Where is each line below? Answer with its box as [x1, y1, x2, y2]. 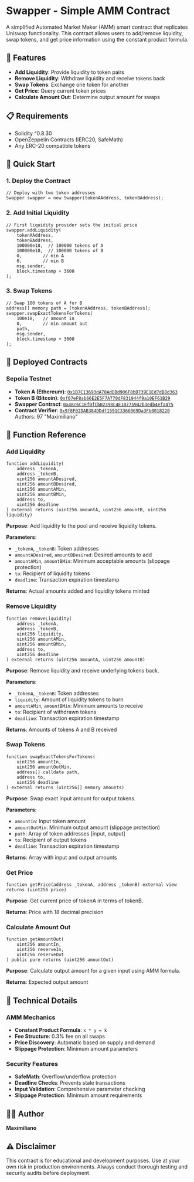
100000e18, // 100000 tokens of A [16, 242, 104, 249]
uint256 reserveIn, [16, 947, 64, 953]
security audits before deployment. [6, 1170, 91, 1177]
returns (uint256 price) [6, 887, 67, 893]
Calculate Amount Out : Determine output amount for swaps [14, 93, 160, 100]
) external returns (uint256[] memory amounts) [6, 784, 125, 790]
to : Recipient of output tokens [14, 836, 87, 843]
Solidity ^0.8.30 [14, 130, 52, 137]
